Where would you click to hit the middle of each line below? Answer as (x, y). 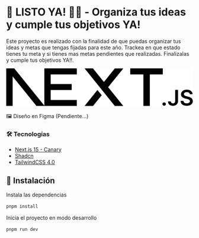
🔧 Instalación (31, 180)
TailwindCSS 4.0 (35, 162)
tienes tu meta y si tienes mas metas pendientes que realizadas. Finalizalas (98, 53)
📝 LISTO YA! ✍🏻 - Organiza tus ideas (96, 12)
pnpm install (22, 207)
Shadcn (24, 156)
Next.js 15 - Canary (38, 149)
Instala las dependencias (36, 195)
